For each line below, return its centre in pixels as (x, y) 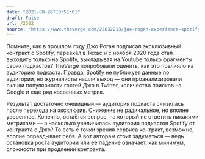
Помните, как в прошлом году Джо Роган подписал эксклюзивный (94, 46)
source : (16, 29)
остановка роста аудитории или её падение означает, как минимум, (96, 143)
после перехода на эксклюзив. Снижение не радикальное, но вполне (98, 110)
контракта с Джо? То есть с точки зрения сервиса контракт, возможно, (100, 130)
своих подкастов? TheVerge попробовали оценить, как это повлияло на (100, 66)
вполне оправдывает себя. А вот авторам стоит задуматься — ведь (95, 136)
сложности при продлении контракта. (56, 149)
